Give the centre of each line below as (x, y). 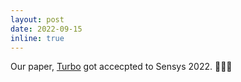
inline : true (37, 38)
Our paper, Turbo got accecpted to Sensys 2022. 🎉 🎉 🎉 (121, 67)
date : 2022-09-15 (46, 29)
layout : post (37, 19)
